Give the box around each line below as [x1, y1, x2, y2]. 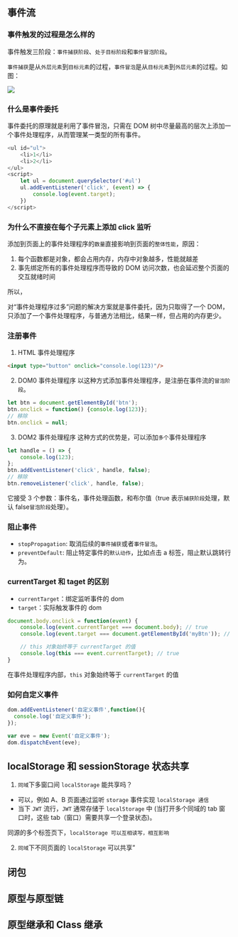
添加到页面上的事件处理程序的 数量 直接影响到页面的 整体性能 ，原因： [7, 240, 201, 248]
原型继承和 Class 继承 [7, 919, 103, 931]
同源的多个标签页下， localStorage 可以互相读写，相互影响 [7, 828, 169, 837]
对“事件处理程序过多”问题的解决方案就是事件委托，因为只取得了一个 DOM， [7, 302, 229, 311]
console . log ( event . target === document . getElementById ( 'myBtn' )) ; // [20, 630, 231, 637]
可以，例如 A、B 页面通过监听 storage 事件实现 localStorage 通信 [17, 796, 210, 804]
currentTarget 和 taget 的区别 [7, 577, 109, 587]
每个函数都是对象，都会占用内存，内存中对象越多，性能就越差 [17, 255, 199, 263]
